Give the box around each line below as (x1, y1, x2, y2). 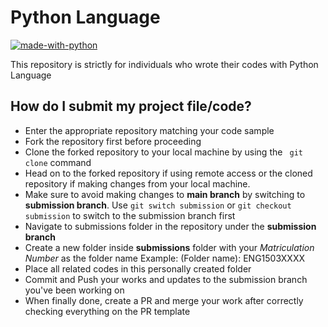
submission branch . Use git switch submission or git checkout (24, 199, 292, 211)
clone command (24, 156, 92, 168)
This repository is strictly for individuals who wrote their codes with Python (10, 58, 319, 70)
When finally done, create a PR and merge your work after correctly (24, 294, 304, 306)
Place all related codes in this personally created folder (24, 262, 252, 275)
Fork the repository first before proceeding (24, 135, 202, 147)
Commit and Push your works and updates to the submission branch (24, 273, 308, 285)
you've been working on (24, 284, 125, 296)
